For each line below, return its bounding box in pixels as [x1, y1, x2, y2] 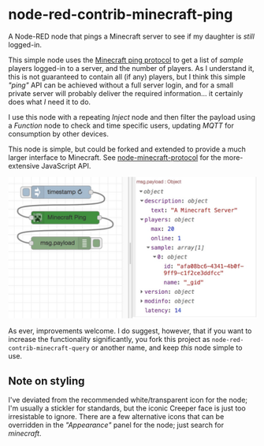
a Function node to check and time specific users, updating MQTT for [8, 121, 234, 130]
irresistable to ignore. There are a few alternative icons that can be [8, 412, 225, 422]
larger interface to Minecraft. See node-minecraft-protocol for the [8, 152, 222, 162]
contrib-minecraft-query [8, 344, 90, 352]
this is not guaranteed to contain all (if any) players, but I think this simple [8, 72, 246, 81]
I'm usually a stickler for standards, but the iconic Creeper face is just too [8, 403, 246, 413]
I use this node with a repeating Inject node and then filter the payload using [8, 112, 256, 121]
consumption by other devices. [8, 128, 109, 139]
